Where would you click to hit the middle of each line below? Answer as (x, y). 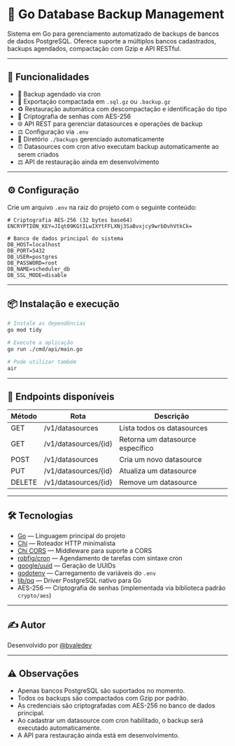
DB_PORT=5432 (26, 251)
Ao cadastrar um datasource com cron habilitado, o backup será (110, 720)
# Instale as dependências (47, 324)
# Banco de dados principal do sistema (65, 238)
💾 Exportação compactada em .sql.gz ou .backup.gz (94, 101)
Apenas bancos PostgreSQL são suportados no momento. (101, 690)
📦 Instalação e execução (64, 304)
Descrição (172, 416)
